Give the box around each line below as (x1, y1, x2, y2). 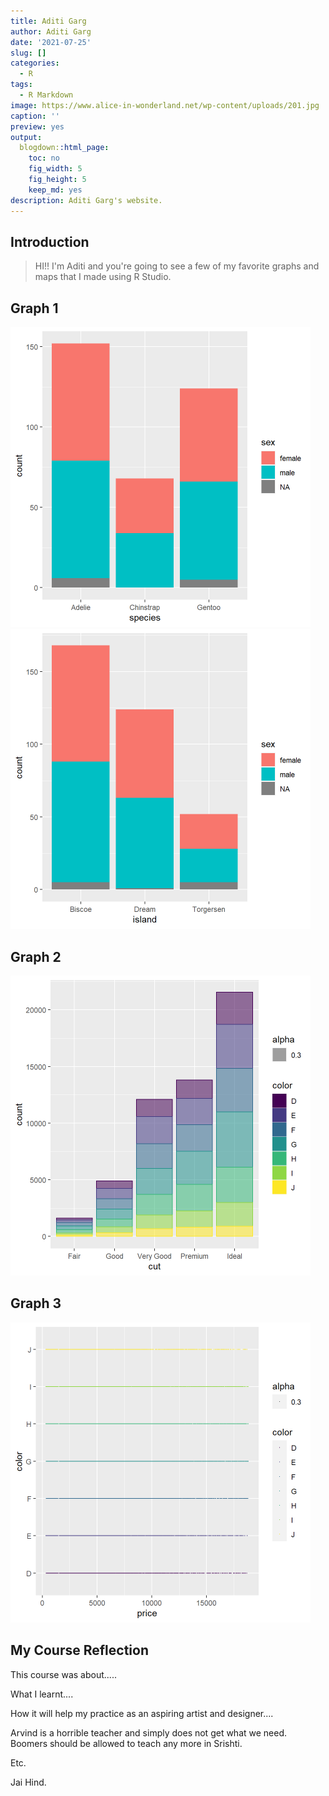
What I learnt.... (10, 1688, 74, 1700)
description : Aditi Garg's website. (10, 195, 163, 205)
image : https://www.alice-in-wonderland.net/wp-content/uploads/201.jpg (10, 100, 320, 110)
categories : (10, 58, 60, 69)
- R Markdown (19, 90, 74, 100)
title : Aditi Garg (10, 16, 87, 26)
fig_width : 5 (28, 164, 83, 174)
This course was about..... (10, 1668, 117, 1680)
